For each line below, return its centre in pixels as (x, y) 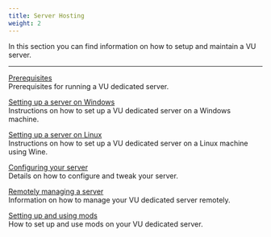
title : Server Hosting (46, 16)
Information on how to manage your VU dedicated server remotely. (120, 200)
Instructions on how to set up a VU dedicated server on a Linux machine (128, 143)
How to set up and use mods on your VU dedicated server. (106, 224)
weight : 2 (25, 23)
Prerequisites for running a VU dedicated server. (89, 86)
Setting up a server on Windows (62, 102)
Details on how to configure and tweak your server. (94, 176)
